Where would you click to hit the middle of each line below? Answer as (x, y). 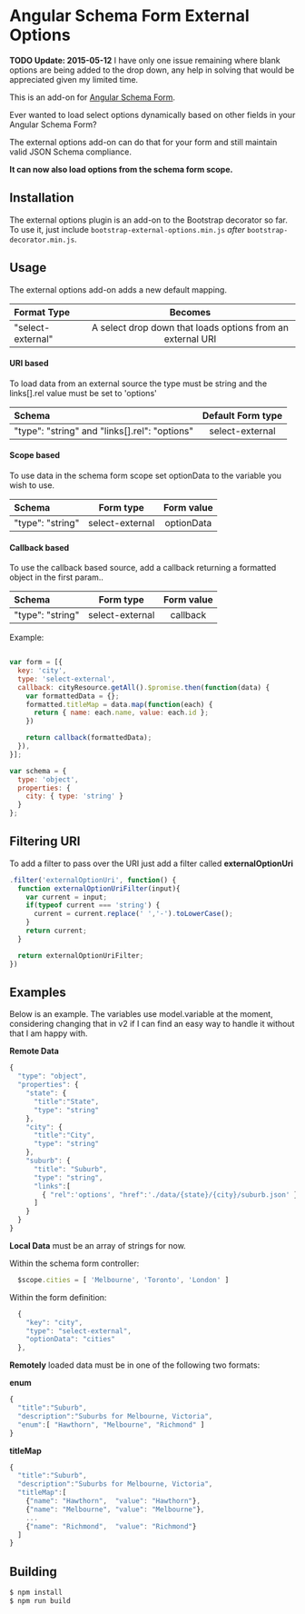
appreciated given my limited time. (74, 79)
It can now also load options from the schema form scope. (121, 169)
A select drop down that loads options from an (190, 327)
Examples (38, 992)
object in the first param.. (57, 577)
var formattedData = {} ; (73, 696)
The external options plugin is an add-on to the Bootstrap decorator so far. (148, 220)
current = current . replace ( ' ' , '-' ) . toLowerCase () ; (133, 914)
